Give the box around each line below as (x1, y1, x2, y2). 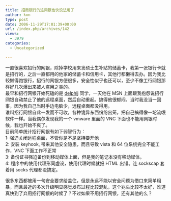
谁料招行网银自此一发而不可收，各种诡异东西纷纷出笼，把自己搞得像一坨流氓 (5, 109, 166, 115)
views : (5, 31, 19, 36)
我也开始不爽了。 (14, 122, 50, 128)
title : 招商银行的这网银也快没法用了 (5, 7, 75, 13)
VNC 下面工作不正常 (14, 147, 57, 154)
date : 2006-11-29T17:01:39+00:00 (5, 21, 76, 27)
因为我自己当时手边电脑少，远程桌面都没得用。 (14, 103, 112, 109)
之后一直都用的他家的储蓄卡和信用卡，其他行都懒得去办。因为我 (27, 71, 161, 77)
